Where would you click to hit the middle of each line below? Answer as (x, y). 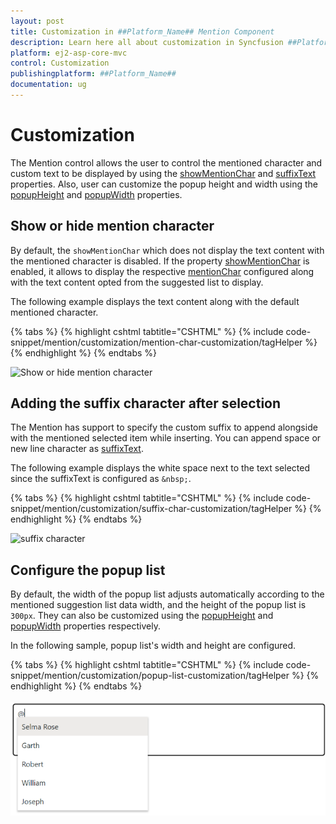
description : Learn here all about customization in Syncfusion (147, 42)
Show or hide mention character (112, 226)
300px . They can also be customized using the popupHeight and (142, 616)
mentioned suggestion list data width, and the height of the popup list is (158, 605)
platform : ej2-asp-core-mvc (69, 53)
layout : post (37, 21)
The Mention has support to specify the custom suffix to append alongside (164, 427)
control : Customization (60, 63)
